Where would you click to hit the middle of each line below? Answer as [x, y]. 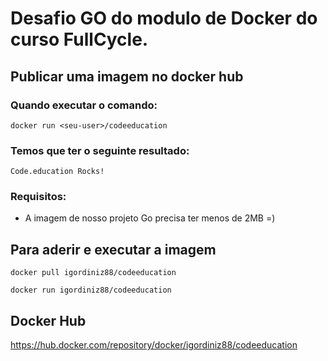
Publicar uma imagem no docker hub [127, 76]
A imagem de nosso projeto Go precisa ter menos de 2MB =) [150, 218]
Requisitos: [38, 197]
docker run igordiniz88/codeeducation [91, 290]
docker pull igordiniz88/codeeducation [93, 273]
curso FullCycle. [79, 39]
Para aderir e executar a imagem [113, 249]
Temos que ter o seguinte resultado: [100, 150]
